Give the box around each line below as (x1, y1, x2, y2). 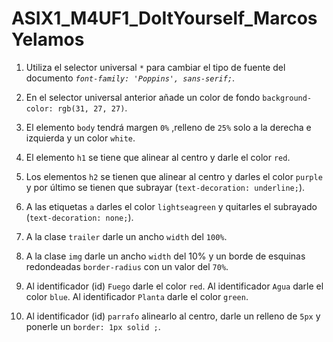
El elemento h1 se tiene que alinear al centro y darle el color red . (25, 151, 291, 163)
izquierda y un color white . (25, 132, 136, 144)
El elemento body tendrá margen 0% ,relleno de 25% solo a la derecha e (25, 121, 312, 133)
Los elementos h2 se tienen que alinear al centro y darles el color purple (25, 170, 323, 182)
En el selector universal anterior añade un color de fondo (25, 91, 261, 103)
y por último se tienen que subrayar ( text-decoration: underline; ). (25, 181, 306, 193)
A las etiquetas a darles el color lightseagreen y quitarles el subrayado (25, 200, 318, 212)
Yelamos (11, 28, 85, 51)
